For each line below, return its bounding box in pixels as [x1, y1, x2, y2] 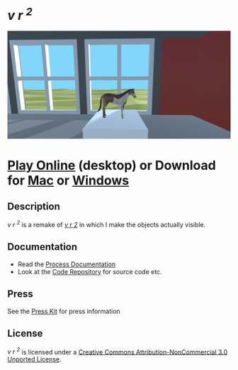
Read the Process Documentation [17, 260, 116, 268]
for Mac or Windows [7, 172, 130, 188]
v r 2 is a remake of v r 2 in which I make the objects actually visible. [7, 219, 206, 229]
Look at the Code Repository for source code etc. [17, 267, 162, 276]
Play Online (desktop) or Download [7, 157, 216, 173]
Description [7, 200, 60, 212]
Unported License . [7, 355, 62, 364]
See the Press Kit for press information [7, 307, 120, 315]
